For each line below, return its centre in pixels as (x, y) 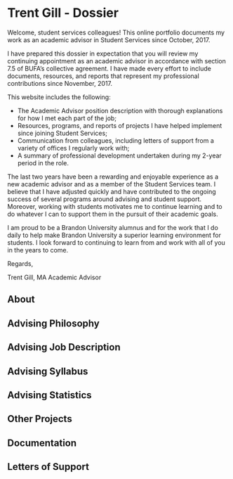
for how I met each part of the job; (67, 118)
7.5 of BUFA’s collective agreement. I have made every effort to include (109, 68)
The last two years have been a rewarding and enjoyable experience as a (113, 177)
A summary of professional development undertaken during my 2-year (120, 155)
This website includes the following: (59, 97)
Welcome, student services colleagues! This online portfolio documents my (116, 32)
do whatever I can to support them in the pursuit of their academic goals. (113, 214)
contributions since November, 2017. (60, 83)
